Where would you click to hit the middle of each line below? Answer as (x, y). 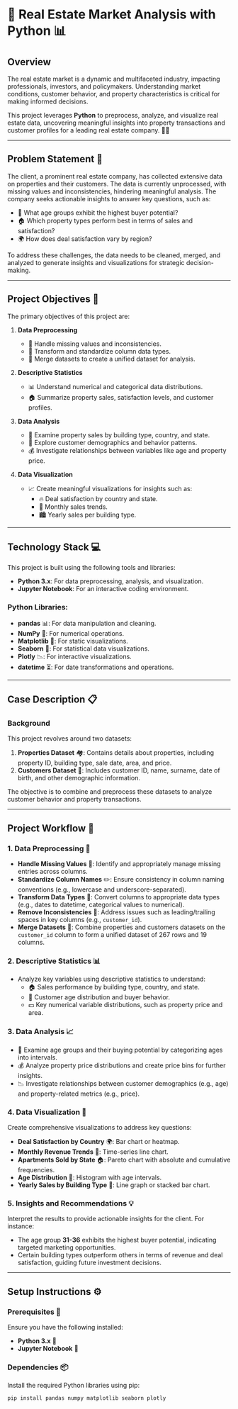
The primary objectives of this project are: (69, 316)
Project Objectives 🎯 (53, 299)
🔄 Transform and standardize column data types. (100, 351)
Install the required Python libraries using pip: (74, 1386)
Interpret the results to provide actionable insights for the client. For (106, 1219)
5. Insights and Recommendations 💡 (70, 1203)
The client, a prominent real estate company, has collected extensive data (115, 176)
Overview (29, 62)
